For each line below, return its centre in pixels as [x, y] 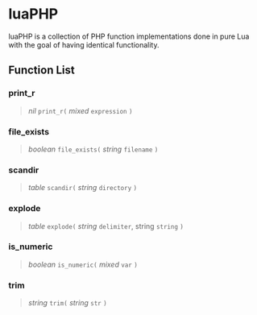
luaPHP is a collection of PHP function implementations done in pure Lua [129, 36]
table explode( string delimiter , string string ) [106, 226]
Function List [41, 70]
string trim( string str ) [67, 303]
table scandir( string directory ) [83, 188]
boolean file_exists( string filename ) [93, 149]
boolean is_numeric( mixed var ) [83, 264]
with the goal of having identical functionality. [84, 44]
